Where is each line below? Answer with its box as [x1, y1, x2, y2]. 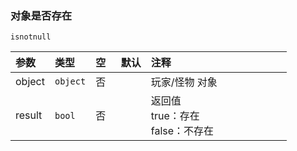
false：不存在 [150, 124, 215, 138]
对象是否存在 [10, 8, 73, 22]
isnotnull [10, 32, 52, 42]
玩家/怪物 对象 [150, 75, 218, 89]
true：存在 [150, 109, 200, 123]
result [15, 108, 43, 122]
